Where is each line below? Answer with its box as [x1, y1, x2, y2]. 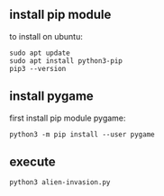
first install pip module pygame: [9, 112, 126, 123]
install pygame [9, 89, 95, 104]
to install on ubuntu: [9, 31, 83, 41]
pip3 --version [9, 64, 67, 73]
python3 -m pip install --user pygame [9, 129, 155, 138]
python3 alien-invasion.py [9, 178, 111, 187]
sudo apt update [9, 49, 70, 58]
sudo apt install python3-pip [9, 56, 123, 66]
